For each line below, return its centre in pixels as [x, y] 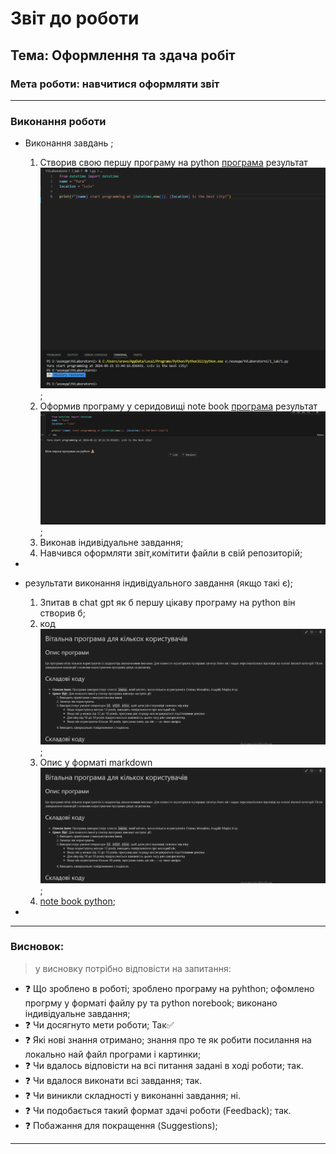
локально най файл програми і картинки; [113, 1054]
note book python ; [77, 901]
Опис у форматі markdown [96, 762]
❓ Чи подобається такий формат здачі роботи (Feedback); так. [158, 1110]
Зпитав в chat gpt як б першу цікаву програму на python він [167, 603]
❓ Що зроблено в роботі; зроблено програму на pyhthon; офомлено [169, 988]
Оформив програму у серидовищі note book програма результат [178, 406]
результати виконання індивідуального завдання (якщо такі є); [159, 583]
